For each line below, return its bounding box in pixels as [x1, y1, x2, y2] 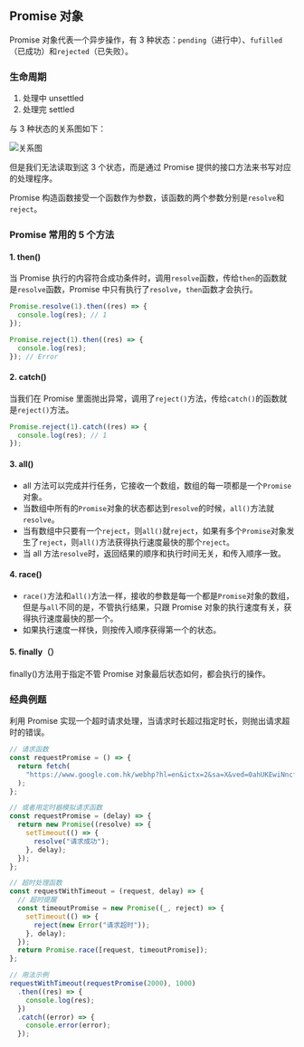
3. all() [9, 458, 34, 469]
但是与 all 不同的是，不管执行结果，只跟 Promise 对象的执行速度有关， [22, 601, 284, 613]
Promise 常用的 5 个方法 [9, 229, 115, 242]
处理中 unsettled [22, 93, 84, 104]
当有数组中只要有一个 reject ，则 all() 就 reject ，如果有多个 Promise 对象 [22, 525, 287, 536]
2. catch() [9, 372, 47, 383]
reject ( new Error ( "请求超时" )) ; [33, 920, 151, 929]
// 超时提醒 [17, 895, 57, 905]
